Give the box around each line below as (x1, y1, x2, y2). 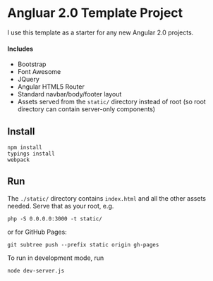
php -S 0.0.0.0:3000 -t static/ (7, 215, 102, 223)
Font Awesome (17, 68, 61, 76)
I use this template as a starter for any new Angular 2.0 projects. (7, 28, 194, 37)
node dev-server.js (7, 267, 65, 274)
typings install (7, 150, 55, 157)
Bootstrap (17, 60, 47, 68)
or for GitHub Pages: (7, 227, 67, 236)
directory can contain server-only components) (17, 105, 156, 113)
